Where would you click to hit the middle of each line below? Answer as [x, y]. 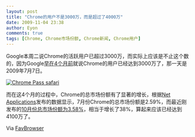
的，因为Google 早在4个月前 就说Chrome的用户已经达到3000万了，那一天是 [97, 63]
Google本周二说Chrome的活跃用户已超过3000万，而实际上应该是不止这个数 [97, 56]
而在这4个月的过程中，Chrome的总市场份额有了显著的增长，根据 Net [88, 95]
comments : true [25, 33]
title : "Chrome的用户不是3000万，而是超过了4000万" [65, 17]
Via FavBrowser [25, 128]
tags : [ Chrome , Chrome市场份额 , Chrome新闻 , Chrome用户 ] [73, 39]
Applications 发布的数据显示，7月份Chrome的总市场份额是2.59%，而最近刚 [97, 102]
